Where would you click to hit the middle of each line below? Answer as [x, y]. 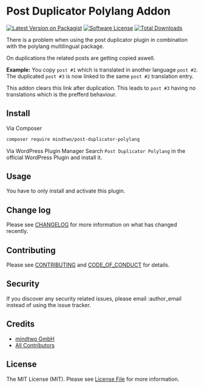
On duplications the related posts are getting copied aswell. [81, 58]
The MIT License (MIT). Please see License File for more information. [93, 379]
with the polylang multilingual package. [55, 46]
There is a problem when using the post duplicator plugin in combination [97, 39]
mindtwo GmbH [35, 339]
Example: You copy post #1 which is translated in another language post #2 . [102, 70]
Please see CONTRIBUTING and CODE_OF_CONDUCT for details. [88, 265]
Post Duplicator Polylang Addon [88, 11]
